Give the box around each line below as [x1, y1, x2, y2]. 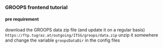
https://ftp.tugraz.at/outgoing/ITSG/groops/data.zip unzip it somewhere [5, 32, 159, 38]
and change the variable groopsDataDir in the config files [5, 37, 120, 43]
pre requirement [5, 16, 39, 22]
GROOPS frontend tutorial [5, 4, 68, 11]
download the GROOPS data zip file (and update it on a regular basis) [5, 27, 145, 33]
